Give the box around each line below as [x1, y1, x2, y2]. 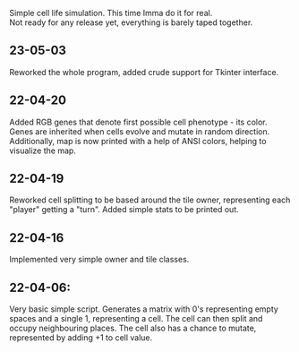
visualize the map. [9, 145, 76, 156]
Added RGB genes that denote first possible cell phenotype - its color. [9, 116, 268, 127]
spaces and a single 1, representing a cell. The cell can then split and [9, 313, 263, 324]
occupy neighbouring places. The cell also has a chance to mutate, [9, 322, 257, 334]
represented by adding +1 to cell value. [9, 332, 153, 343]
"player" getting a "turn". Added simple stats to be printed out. [9, 204, 239, 215]
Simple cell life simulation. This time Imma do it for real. [9, 8, 213, 18]
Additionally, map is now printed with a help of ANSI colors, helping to [9, 135, 267, 146]
